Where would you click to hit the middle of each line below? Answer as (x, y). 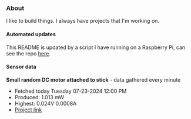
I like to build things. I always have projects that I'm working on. (83, 21)
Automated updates (31, 34)
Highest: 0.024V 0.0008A (46, 103)
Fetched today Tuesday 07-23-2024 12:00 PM (71, 91)
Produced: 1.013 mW (39, 97)
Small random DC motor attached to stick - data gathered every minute (93, 79)
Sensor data (21, 67)
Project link (28, 110)
